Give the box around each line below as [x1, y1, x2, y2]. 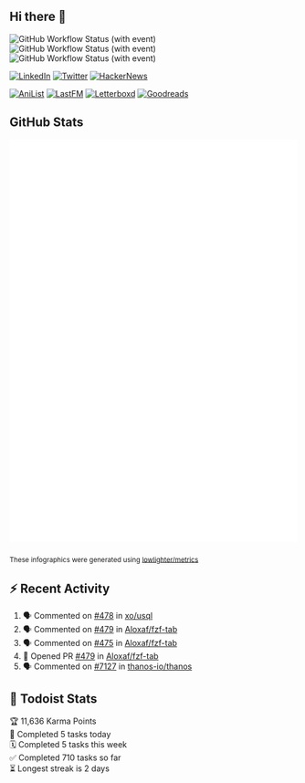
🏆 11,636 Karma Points [9, 715, 97, 726]
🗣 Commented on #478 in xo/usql [22, 611, 153, 621]
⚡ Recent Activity [9, 580, 110, 596]
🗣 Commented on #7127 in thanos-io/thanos [22, 661, 193, 672]
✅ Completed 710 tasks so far [9, 752, 121, 763]
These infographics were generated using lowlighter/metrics [9, 555, 199, 564]
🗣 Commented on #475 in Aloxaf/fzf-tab [22, 638, 178, 649]
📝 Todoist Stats [9, 691, 98, 706]
